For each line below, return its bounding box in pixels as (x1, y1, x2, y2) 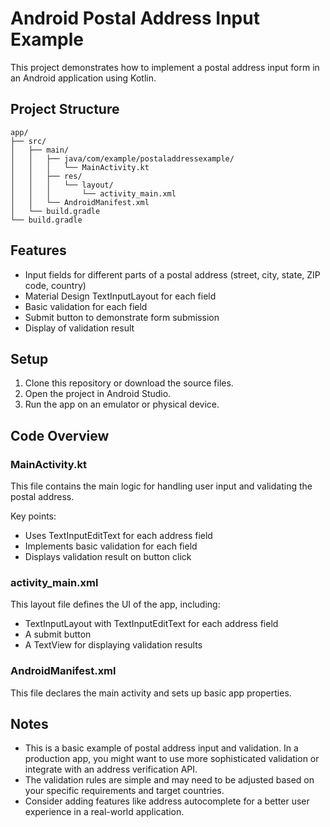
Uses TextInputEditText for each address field (24, 530, 213, 542)
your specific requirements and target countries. (24, 785, 225, 797)
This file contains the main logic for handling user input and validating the (10, 480, 313, 492)
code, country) (24, 279, 87, 291)
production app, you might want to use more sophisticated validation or (24, 753, 320, 765)
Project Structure (10, 101, 120, 118)
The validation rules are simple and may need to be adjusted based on (24, 774, 315, 786)
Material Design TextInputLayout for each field (24, 290, 217, 302)
